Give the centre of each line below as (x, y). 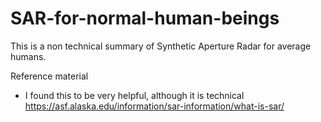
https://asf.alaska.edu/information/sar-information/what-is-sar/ (154, 106)
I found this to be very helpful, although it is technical (134, 95)
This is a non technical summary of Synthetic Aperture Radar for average (161, 46)
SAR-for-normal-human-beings (145, 18)
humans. (28, 56)
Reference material (49, 76)
